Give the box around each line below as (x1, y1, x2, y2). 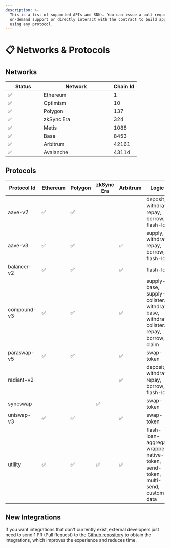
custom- (146, 489, 168, 496)
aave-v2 (8, 208, 29, 216)
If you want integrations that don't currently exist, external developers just (5, 526, 159, 532)
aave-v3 (8, 242, 29, 249)
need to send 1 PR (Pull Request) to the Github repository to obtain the (5, 532, 151, 538)
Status (15, 83, 31, 90)
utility (8, 461, 21, 468)
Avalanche (44, 149, 69, 156)
